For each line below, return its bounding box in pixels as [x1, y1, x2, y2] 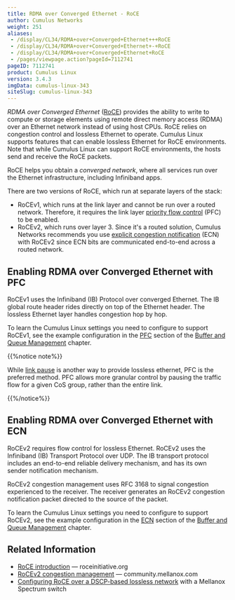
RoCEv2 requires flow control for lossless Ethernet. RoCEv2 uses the [7, 444, 206, 452]
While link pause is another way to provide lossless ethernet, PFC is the [7, 365, 214, 374]
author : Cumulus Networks [7, 17, 83, 24]
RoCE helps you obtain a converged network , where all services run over [7, 166, 218, 175]
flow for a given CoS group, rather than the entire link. [7, 380, 163, 389]
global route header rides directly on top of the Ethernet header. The [7, 302, 206, 311]
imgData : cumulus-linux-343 [7, 82, 90, 89]
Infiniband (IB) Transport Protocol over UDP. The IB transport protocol [7, 451, 209, 460]
